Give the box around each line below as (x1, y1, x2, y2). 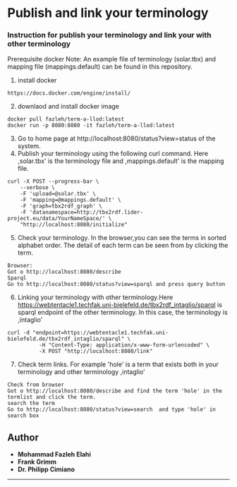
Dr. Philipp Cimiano (17, 465, 75, 474)
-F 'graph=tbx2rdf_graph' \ (20, 203, 102, 210)
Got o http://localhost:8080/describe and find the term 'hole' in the (7, 387, 222, 395)
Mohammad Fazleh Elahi (17, 450, 92, 459)
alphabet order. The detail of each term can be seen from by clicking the (17, 241, 229, 250)
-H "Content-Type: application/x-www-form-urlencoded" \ (38, 342, 210, 349)
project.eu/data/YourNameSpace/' (7, 215, 106, 222)
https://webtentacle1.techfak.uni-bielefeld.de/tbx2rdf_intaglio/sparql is (17, 301, 222, 309)
